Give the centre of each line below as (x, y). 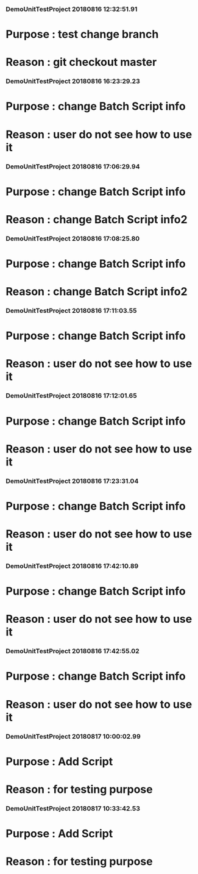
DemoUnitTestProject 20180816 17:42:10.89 (72, 566)
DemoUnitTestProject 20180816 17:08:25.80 (73, 238)
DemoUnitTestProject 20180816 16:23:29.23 (73, 81)
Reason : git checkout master (81, 62)
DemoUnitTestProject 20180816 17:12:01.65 (72, 396)
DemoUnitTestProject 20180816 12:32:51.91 (72, 9)
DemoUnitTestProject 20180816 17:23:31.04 (72, 481)
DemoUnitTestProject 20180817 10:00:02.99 (73, 736)
